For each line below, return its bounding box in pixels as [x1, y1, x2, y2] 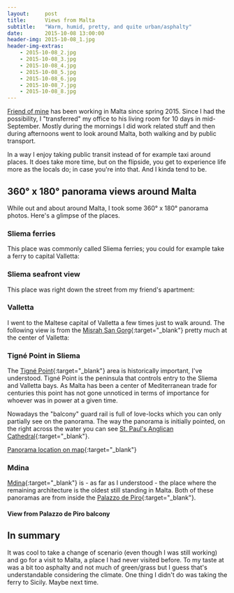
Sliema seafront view [7, 269, 80, 279]
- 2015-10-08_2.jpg [20, 50, 77, 57]
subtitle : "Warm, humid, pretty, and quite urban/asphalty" [7, 23, 192, 30]
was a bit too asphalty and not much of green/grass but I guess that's [7, 563, 207, 571]
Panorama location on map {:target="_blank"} [7, 446, 138, 454]
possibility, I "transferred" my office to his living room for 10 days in [7, 114, 201, 123]
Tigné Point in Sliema [7, 350, 80, 360]
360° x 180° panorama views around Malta [7, 186, 197, 197]
